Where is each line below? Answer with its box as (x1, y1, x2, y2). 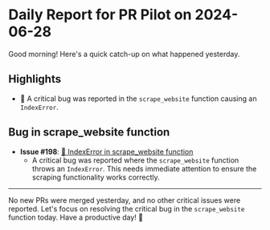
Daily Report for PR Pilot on (8, 6, 192, 24)
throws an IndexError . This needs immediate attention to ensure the (31, 163, 257, 173)
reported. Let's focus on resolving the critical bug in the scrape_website (8, 204, 245, 213)
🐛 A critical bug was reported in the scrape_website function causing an (19, 94, 257, 103)
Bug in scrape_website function (8, 126, 170, 139)
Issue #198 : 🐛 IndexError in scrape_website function (19, 147, 194, 156)
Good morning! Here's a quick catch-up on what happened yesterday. (8, 49, 240, 59)
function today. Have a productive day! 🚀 (8, 212, 143, 222)
